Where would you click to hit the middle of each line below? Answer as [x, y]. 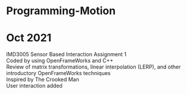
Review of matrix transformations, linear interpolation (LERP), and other [93, 67]
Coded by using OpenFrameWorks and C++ [60, 61]
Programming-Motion [61, 11]
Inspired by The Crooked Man [43, 80]
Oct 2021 [29, 38]
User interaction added [34, 86]
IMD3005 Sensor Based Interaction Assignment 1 [66, 54]
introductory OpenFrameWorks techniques [58, 73]
